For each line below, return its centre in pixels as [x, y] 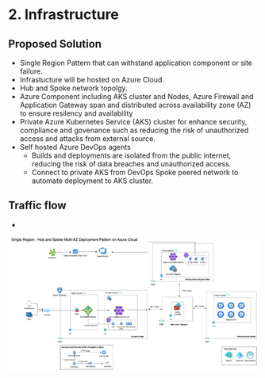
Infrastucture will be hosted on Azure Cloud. [92, 80]
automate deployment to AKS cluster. [92, 181]
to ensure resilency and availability [76, 113]
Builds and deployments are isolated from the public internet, [131, 155]
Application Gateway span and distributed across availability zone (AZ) [135, 105]
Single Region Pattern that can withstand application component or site [136, 63]
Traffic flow [37, 206]
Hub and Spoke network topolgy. [74, 88]
